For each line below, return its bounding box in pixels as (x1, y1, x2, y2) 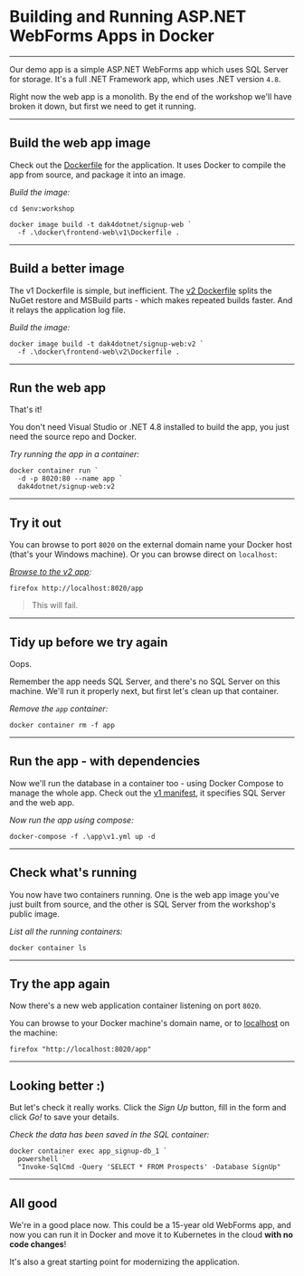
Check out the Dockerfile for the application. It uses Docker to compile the (9, 159, 287, 170)
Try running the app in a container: (9, 449, 140, 460)
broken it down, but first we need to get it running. (9, 100, 196, 111)
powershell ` (17, 1155, 67, 1164)
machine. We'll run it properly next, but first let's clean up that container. (9, 686, 279, 696)
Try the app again (9, 976, 110, 992)
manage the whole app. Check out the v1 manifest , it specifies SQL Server (9, 787, 286, 798)
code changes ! (9, 1239, 67, 1250)
